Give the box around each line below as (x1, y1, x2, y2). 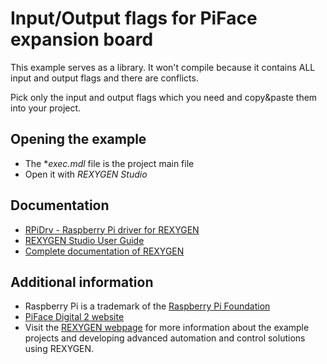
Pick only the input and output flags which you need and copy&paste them (10, 91, 318, 103)
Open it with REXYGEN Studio (24, 168, 148, 180)
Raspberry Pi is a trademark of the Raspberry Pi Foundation (24, 300, 271, 312)
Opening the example (10, 131, 147, 148)
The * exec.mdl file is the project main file (24, 157, 195, 169)
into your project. (10, 102, 82, 114)
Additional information (10, 273, 154, 291)
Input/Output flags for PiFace (10, 7, 258, 30)
